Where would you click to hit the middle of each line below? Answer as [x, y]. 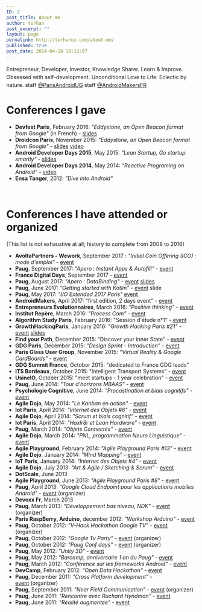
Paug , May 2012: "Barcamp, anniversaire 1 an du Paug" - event [94, 557]
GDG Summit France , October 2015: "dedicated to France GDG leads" [102, 365]
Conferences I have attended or [87, 214]
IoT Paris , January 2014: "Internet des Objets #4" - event [86, 461]
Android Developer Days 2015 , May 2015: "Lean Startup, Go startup [100, 152]
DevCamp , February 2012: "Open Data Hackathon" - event [88, 570]
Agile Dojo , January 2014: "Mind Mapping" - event [78, 454]
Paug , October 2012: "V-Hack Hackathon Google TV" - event [91, 525]
